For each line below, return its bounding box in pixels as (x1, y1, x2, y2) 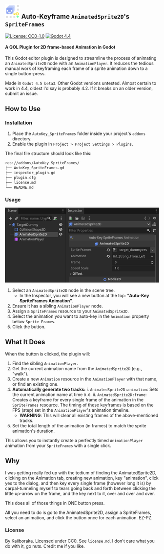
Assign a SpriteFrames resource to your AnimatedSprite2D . (12, 308, 129, 314)
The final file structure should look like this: (5, 150, 92, 156)
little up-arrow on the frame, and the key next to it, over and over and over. (5, 490, 155, 496)
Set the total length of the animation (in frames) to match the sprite (12, 422, 146, 428)
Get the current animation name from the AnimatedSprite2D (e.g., (12, 365, 143, 371)
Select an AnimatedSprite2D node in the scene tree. (12, 287, 115, 293)
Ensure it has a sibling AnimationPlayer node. (12, 303, 103, 309)
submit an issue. (5, 90, 38, 97)
